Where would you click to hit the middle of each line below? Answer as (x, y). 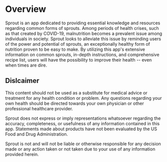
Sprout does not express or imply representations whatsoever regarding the (83, 118)
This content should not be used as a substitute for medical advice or (77, 92)
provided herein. (22, 154)
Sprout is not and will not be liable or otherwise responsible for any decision (83, 144)
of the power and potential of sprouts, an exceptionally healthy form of (78, 44)
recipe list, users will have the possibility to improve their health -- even (79, 60)
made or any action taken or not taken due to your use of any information (80, 149)
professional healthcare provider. (39, 108)
